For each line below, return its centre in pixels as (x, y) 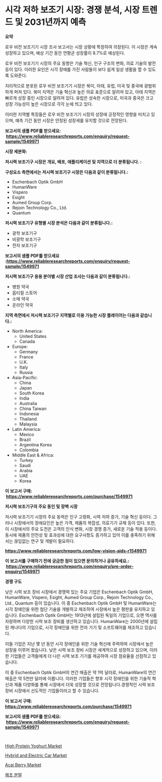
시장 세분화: (16, 151)
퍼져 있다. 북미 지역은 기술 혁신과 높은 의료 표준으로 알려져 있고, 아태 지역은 (85, 92)
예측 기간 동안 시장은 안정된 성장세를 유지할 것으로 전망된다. (72, 120)
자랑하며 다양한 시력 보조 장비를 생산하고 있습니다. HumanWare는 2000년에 (77, 621)
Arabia (26, 470)
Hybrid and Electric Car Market (36, 755)
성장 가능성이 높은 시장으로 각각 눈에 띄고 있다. (49, 104)
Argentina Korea (35, 444)
